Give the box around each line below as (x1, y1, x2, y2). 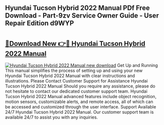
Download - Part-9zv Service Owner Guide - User (5, 12, 159, 20)
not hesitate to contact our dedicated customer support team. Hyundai (5, 88, 148, 94)
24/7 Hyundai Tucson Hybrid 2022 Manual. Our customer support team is (5, 109, 154, 115)
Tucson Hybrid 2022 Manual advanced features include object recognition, (5, 94, 157, 99)
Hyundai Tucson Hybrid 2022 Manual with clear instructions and (5, 73, 136, 79)
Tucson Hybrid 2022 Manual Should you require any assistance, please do (5, 83, 156, 89)
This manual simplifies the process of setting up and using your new (5, 68, 143, 73)
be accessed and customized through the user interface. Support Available (5, 104, 157, 109)
